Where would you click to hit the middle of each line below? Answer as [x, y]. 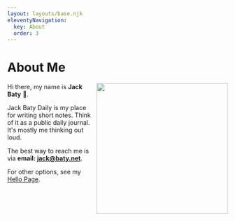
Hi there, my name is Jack [45, 87]
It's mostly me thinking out [45, 130]
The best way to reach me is [48, 151]
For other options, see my [44, 172]
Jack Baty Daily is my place [47, 108]
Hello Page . [24, 179]
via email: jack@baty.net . [45, 158]
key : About [29, 26]
